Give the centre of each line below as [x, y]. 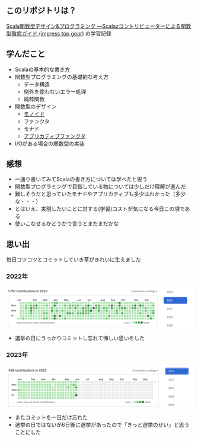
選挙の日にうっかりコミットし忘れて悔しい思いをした [80, 338]
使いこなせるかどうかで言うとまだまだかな [67, 223]
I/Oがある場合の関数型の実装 [49, 143]
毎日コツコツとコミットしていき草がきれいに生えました [74, 260]
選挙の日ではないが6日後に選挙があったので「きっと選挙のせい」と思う [102, 425]
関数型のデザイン [36, 106]
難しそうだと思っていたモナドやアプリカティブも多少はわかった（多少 [100, 194]
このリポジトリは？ [41, 11]
